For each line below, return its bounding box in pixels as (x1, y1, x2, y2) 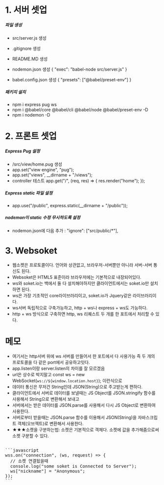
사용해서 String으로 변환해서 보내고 (12, 396, 80, 402)
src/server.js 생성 (12, 35, 47, 41)
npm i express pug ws (12, 101, 57, 108)
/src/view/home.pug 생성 (12, 161, 63, 167)
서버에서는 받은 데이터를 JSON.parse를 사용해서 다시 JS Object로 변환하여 (12, 402, 156, 408)
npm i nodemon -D (12, 112, 50, 118)
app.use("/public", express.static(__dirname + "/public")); (12, 203, 128, 209)
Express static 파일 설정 (5, 190, 53, 196)
